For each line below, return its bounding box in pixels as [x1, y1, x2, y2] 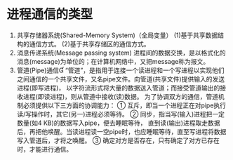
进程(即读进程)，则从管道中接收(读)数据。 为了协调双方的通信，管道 [22, 92, 219, 100]
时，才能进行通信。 [16, 145, 73, 153]
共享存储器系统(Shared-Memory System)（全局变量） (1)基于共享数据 [16, 31, 218, 39]
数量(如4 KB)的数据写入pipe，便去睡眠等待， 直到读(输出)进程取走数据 [16, 119, 220, 127]
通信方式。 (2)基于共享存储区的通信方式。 [29, 39, 150, 48]
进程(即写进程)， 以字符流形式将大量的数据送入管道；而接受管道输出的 [16, 84, 220, 92]
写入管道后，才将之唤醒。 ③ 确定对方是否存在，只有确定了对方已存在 [16, 136, 220, 145]
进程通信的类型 [6, 6, 93, 22]
